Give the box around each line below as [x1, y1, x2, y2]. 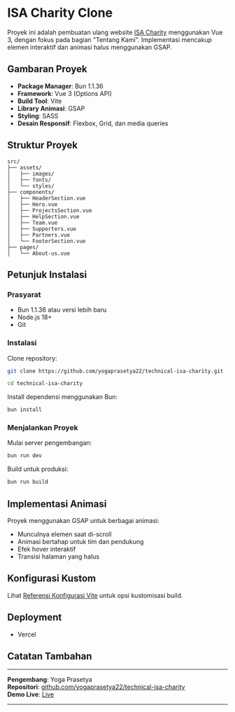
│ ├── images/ [7, 170, 55, 177]
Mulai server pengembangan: [7, 439, 92, 447]
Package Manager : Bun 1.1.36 [17, 82, 104, 90]
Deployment [7, 611, 62, 624]
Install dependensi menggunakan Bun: [7, 393, 117, 401]
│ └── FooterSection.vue [7, 237, 86, 244]
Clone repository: [7, 354, 57, 362]
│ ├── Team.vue [7, 219, 58, 226]
